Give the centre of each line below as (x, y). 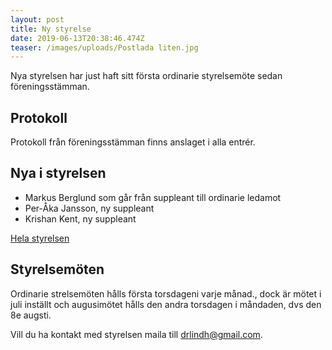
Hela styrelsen (40, 238)
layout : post (37, 19)
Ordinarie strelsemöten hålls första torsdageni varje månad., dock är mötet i (166, 293)
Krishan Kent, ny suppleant (80, 218)
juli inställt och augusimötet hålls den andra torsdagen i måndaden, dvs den (166, 304)
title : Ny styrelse (51, 29)
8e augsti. (31, 315)
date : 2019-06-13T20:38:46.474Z (77, 38)
